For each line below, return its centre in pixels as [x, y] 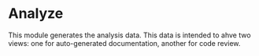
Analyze [36, 14]
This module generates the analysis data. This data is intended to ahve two [129, 35]
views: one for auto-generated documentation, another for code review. [124, 43]
